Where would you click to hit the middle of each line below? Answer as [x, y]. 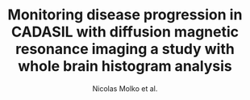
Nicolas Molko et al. [125, 88]
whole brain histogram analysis [125, 67]
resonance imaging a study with [125, 49]
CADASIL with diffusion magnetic [125, 32]
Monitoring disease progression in [125, 15]
